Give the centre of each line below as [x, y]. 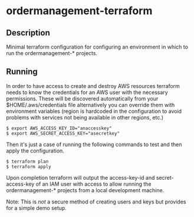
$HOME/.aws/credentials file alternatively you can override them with [91, 105]
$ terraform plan [27, 161]
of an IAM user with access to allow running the [93, 184]
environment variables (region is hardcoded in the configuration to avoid [94, 111]
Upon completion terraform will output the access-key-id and [80, 177]
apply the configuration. [35, 150]
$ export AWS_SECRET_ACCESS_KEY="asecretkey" [63, 133]
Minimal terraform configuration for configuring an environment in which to [97, 47]
